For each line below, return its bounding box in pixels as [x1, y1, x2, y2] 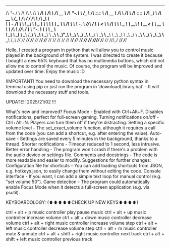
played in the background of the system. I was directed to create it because [6, 52, 163, 58]
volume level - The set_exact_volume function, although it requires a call [6, 125, 156, 131]
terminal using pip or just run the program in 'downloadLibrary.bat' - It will [6, 84, 159, 89]
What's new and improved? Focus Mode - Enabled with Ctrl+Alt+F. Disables [6, 109, 163, 115]
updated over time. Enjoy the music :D [6, 68, 85, 74]
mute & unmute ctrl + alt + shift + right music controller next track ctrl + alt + [6, 231, 164, 236]
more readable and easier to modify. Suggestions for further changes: [6, 157, 151, 163]
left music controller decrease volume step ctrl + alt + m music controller [6, 225, 157, 231]
